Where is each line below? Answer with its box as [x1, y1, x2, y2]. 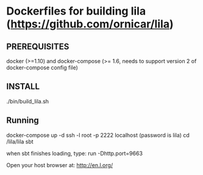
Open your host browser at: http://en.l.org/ [6, 161, 113, 168]
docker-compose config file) [6, 64, 78, 71]
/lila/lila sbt [6, 138, 34, 145]
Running [6, 115, 40, 126]
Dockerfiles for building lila [6, 4, 146, 18]
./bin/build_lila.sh [6, 97, 49, 105]
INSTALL [6, 81, 40, 92]
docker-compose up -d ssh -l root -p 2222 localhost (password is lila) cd [6, 131, 190, 139]
